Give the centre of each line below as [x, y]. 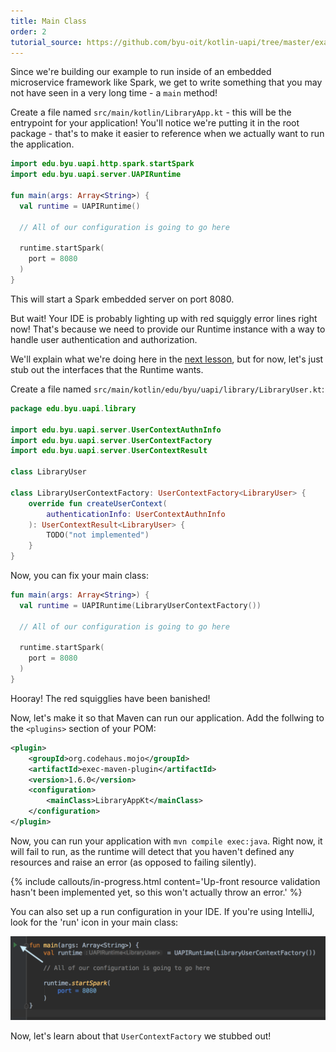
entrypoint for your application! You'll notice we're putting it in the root [155, 123]
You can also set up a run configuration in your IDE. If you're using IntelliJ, [162, 911]
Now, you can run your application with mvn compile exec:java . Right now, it [166, 841]
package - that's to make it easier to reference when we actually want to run [167, 134]
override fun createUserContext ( [98, 503]
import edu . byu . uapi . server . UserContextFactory [111, 440]
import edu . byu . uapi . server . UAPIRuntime [96, 175]
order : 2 [28, 31]
